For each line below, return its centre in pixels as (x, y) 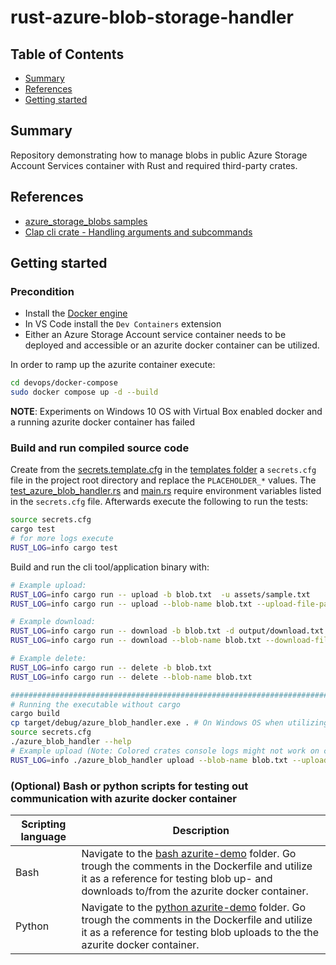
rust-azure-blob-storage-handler (152, 17)
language (43, 837)
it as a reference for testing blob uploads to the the (200, 933)
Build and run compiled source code (100, 448)
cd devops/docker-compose (64, 383)
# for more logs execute (62, 539)
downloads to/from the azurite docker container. (195, 891)
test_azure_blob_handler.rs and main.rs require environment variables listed (166, 491)
